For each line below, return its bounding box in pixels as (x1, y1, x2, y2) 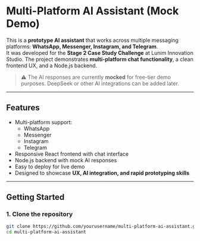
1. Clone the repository (6, 210, 73, 218)
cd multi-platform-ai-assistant (6, 229, 86, 235)
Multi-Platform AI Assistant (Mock (6, 4, 179, 18)
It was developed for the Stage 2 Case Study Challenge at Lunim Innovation (6, 49, 193, 56)
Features (6, 103, 40, 113)
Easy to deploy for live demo (14, 163, 85, 170)
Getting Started (6, 192, 65, 202)
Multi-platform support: (14, 118, 73, 126)
